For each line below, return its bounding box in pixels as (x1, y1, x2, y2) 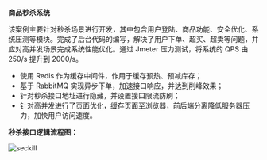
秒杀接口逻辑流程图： (8, 128, 78, 137)
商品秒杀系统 (8, 8, 50, 17)
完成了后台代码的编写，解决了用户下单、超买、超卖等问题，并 (56, 35, 259, 44)
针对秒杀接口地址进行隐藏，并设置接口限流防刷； (19, 91, 180, 100)
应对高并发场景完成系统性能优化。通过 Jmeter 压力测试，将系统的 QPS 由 (8, 44, 249, 54)
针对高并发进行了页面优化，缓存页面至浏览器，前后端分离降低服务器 (19, 101, 243, 110)
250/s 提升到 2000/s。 (8, 55, 83, 63)
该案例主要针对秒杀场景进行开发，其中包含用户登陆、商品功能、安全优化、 (8, 25, 252, 34)
